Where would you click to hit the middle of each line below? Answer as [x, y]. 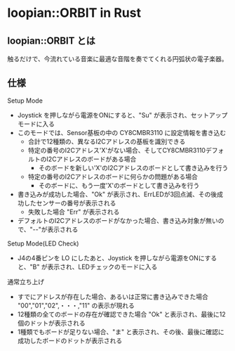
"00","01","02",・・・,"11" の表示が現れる [76, 305]
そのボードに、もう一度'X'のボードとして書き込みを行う [119, 185]
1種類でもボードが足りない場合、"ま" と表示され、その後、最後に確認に [121, 331]
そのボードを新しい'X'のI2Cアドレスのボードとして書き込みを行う [133, 167]
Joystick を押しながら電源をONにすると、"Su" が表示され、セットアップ [122, 115]
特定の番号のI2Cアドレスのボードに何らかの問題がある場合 [113, 177]
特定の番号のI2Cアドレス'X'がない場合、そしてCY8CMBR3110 [116, 150]
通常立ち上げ [26, 281]
